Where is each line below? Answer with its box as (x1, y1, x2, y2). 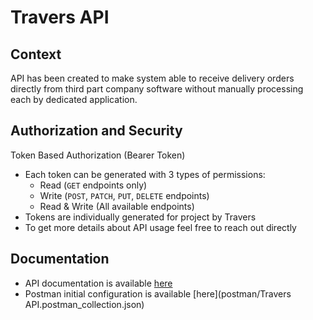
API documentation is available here (24, 277, 173, 289)
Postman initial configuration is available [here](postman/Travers (24, 287, 292, 300)
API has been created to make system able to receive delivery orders (10, 72, 295, 84)
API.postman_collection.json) (24, 298, 145, 310)
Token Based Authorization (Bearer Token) (10, 149, 186, 161)
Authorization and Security (10, 122, 183, 140)
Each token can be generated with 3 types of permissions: (24, 168, 266, 180)
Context (10, 46, 62, 63)
